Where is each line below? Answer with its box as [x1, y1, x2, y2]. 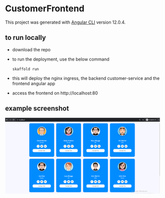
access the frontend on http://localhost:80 [12, 90, 98, 96]
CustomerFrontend [5, 3, 85, 14]
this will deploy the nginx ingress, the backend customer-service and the [12, 75, 160, 81]
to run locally [5, 33, 46, 42]
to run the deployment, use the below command [12, 56, 110, 62]
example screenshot [5, 104, 69, 113]
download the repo [12, 46, 51, 52]
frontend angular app [12, 80, 55, 86]
